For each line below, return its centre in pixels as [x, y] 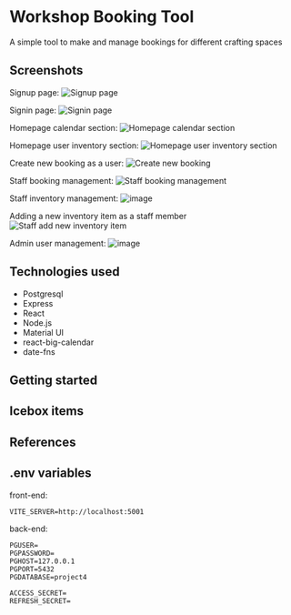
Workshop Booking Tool [102, 17]
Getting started [54, 380]
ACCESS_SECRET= [38, 593]
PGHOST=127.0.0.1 [42, 561]
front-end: [29, 495]
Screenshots [46, 71]
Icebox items [47, 411]
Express [38, 303]
